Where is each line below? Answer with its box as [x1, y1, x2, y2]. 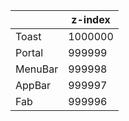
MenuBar [15, 62, 59, 76]
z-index [71, 13, 111, 26]
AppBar [15, 79, 52, 92]
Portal [15, 46, 44, 59]
